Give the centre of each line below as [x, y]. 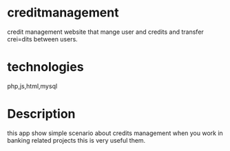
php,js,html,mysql [32, 86]
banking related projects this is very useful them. [76, 140]
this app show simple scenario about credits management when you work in [115, 133]
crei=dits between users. [42, 39]
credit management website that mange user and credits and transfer [106, 32]
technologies [45, 67]
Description [41, 114]
